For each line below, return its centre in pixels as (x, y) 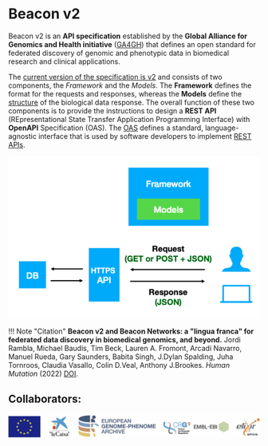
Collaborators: (45, 399)
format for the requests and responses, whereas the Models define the (125, 93)
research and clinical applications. (65, 61)
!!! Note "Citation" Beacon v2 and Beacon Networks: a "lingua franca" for (131, 331)
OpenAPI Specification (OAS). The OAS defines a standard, (106, 128)
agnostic (23, 136)
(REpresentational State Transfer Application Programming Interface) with (129, 119)
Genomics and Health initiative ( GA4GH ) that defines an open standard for (132, 44)
